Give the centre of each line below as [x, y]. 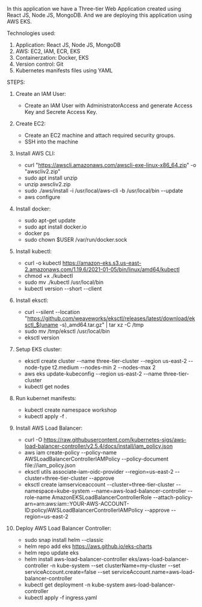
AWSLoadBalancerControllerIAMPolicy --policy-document [96, 459]
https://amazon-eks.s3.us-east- [102, 263]
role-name [37, 497]
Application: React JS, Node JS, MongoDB [68, 45]
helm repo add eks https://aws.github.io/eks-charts [88, 546]
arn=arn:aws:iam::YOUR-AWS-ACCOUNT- [77, 504]
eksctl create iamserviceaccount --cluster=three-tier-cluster [99, 484]
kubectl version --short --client [63, 288]
